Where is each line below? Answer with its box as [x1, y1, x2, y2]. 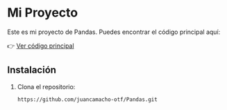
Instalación [7, 64, 57, 76]
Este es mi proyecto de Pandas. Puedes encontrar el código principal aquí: [7, 28, 221, 36]
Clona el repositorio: [17, 82, 76, 91]
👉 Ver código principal [7, 42, 74, 50]
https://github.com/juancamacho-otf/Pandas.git [17, 95, 158, 103]
